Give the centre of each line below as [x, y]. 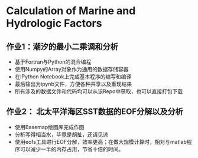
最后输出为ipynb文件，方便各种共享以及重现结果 [73, 84]
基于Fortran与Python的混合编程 [53, 62]
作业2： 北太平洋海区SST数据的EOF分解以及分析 [95, 112]
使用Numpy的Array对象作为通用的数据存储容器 [72, 69]
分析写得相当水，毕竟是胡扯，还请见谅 [61, 134]
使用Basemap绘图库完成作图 [49, 127]
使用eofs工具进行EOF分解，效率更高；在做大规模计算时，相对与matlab [101, 141]
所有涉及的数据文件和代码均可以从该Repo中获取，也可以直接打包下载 [99, 91]
